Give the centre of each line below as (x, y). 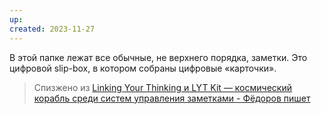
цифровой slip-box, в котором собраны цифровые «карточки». (143, 68)
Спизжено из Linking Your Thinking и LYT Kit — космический (162, 87)
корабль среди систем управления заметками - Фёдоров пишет (172, 98)
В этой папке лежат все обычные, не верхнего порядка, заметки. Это (158, 57)
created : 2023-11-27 (52, 29)
